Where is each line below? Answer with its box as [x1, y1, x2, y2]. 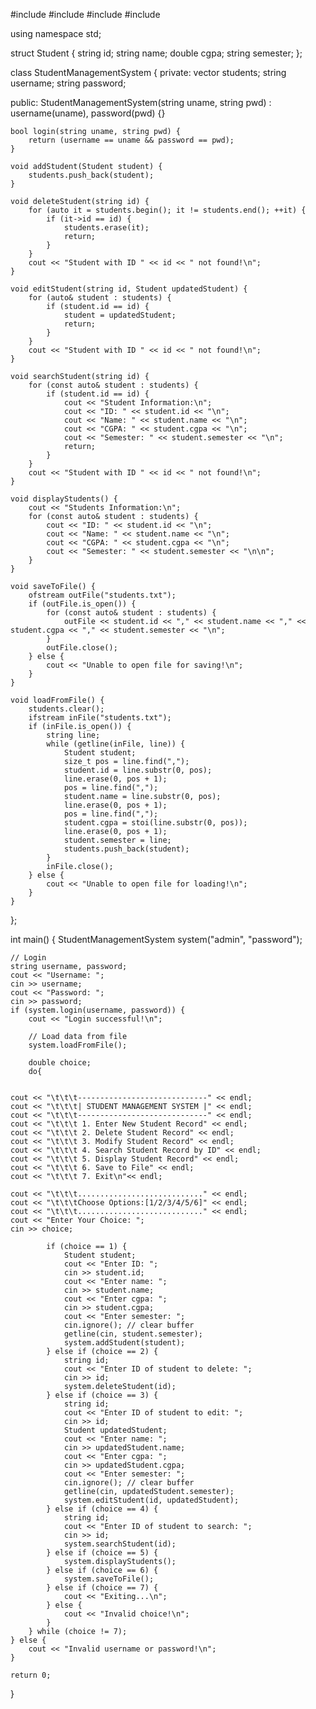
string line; [46, 730, 101, 740]
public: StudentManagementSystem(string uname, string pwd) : [10, 97, 272, 108]
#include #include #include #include [10, 9, 161, 20]
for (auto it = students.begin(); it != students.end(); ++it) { [28, 205, 307, 215]
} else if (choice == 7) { [46, 1583, 159, 1593]
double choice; [28, 1058, 92, 1068]
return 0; [10, 1670, 52, 1680]
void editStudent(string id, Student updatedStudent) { [10, 284, 248, 294]
